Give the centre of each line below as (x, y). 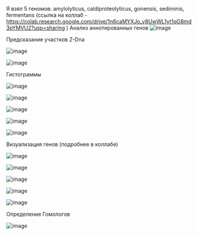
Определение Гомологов (38, 214)
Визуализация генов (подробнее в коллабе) (62, 144)
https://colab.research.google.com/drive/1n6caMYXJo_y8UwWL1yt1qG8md (99, 21)
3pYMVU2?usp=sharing (36, 28)
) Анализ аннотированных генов (107, 28)
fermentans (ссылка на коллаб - (47, 15)
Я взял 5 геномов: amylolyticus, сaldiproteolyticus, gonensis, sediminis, (95, 9)
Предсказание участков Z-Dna (45, 39)
